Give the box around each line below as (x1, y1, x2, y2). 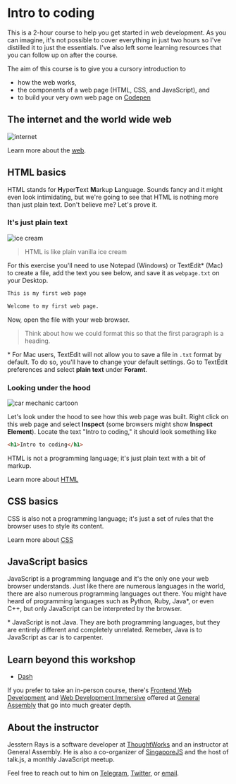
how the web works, (17, 78, 77, 86)
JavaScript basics (7, 555, 88, 567)
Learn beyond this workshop (7, 653, 136, 665)
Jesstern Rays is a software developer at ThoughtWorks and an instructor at (7, 740, 229, 749)
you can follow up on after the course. (7, 51, 118, 59)
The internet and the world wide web (7, 114, 172, 126)
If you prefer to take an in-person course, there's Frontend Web (7, 686, 192, 694)
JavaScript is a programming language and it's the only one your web (7, 574, 209, 583)
